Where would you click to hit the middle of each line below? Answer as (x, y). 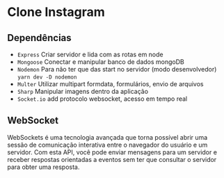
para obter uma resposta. (43, 167)
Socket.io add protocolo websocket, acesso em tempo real (102, 99)
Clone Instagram (56, 12)
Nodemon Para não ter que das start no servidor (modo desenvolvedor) (117, 69)
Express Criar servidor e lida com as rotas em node (90, 54)
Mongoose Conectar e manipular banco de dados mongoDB (101, 62)
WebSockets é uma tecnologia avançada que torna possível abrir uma (107, 137)
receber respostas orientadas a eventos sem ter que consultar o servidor (112, 159)
